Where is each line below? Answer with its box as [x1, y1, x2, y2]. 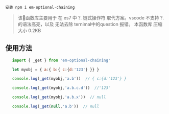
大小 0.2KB [17, 27, 41, 33]
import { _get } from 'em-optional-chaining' [12, 58, 111, 63]
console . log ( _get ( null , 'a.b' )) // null [12, 104, 100, 109]
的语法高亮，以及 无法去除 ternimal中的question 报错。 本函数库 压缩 [17, 21, 162, 27]
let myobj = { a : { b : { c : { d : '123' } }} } [12, 67, 100, 72]
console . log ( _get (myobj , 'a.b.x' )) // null [12, 95, 106, 100]
